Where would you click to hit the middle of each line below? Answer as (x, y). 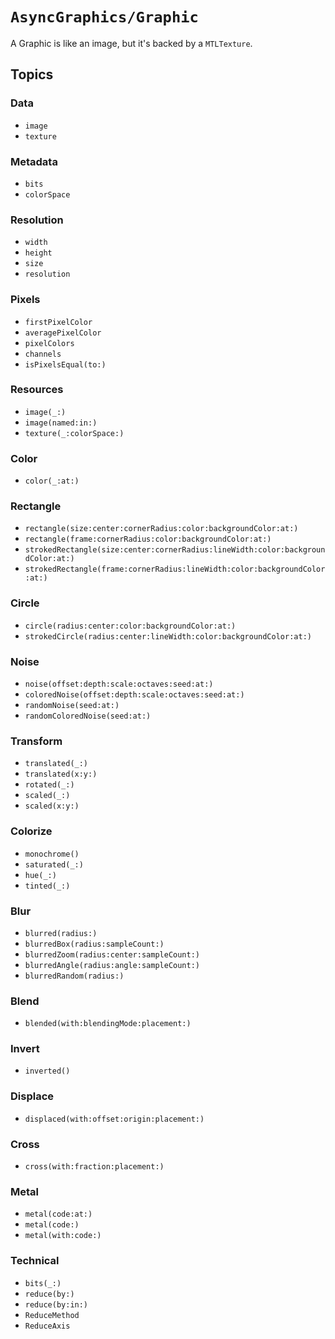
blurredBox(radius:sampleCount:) (94, 944)
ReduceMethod (52, 1315)
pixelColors (49, 343)
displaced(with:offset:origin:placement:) (114, 1119)
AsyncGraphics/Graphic (104, 17)
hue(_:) (40, 875)
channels (43, 354)
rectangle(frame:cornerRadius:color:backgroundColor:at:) (148, 539)
